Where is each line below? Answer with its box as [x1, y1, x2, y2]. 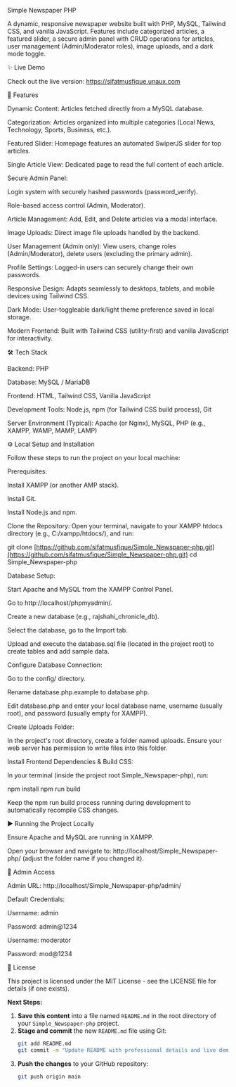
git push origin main [17, 1073, 81, 1080]
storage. [7, 313, 32, 321]
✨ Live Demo [7, 63, 46, 71]
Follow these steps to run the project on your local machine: [7, 454, 181, 462]
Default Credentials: [7, 895, 65, 903]
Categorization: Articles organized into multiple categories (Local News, [7, 118, 216, 126]
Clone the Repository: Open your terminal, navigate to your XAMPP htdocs [7, 522, 223, 530]
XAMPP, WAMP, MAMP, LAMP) [7, 426, 98, 435]
